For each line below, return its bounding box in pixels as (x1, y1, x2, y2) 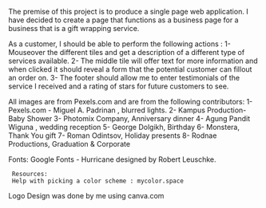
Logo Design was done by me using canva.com (8, 191, 165, 200)
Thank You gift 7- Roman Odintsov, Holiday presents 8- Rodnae (8, 131, 217, 140)
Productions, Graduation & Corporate (8, 139, 130, 148)
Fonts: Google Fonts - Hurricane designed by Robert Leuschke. (8, 155, 217, 164)
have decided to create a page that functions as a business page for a (8, 15, 239, 25)
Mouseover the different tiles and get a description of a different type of (8, 48, 245, 57)
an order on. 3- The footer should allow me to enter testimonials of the (8, 73, 240, 82)
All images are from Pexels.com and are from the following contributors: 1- (8, 97, 253, 106)
